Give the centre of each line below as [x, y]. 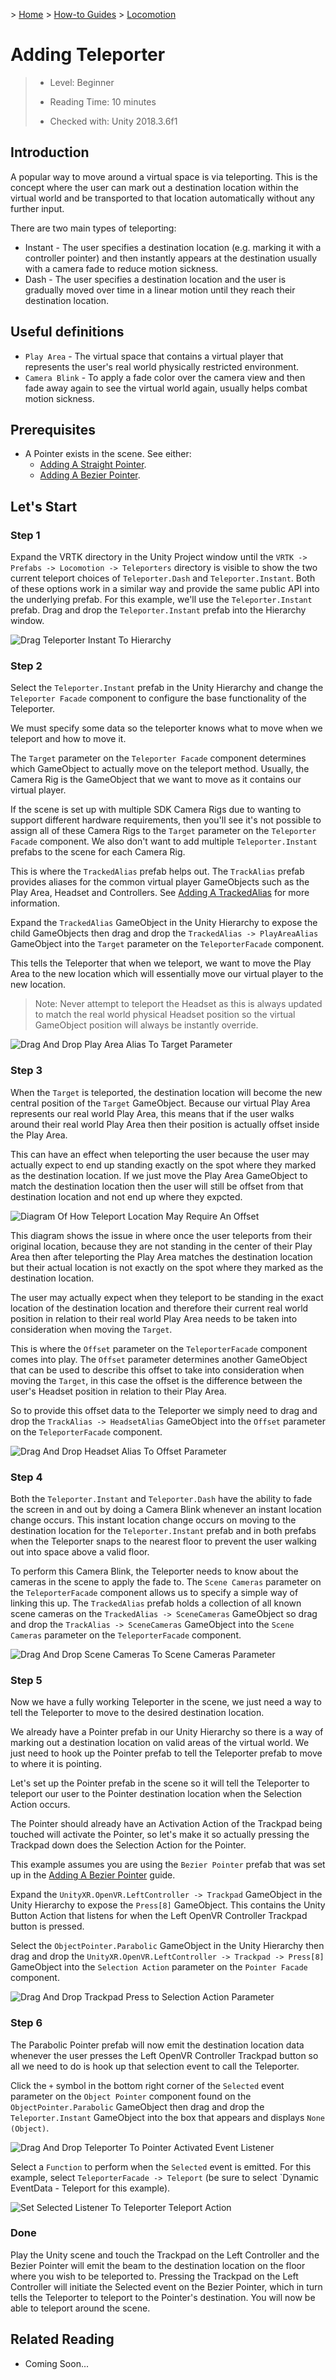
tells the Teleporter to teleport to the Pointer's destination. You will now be [163, 2297]
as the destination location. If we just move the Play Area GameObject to [159, 1175]
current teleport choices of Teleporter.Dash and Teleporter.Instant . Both [163, 578]
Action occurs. [40, 1805]
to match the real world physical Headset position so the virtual [165, 1015]
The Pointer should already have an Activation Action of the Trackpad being [166, 1824]
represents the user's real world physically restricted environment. [161, 366]
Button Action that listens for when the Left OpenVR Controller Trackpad [159, 1916]
